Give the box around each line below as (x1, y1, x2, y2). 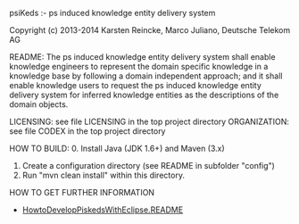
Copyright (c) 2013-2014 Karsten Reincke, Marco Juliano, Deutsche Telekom (9, 25, 291, 35)
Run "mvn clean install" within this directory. (21, 170, 186, 180)
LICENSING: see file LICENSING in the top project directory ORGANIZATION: (9, 116, 290, 127)
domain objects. (9, 99, 69, 110)
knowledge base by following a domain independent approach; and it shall (9, 71, 283, 81)
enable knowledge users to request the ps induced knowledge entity (9, 80, 262, 90)
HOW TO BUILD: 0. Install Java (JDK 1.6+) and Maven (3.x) (9, 143, 225, 153)
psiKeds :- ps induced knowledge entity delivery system (9, 8, 216, 18)
